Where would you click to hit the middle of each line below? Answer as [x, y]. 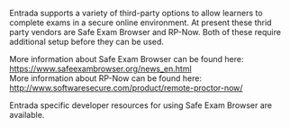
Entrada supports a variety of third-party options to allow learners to [136, 13]
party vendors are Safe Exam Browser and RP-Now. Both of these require [145, 32]
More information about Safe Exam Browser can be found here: [127, 59]
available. [27, 115]
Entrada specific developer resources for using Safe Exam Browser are [141, 105]
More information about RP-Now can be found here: [106, 78]
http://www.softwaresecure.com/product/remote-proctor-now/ [126, 88]
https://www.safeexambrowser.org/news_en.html [100, 68]
